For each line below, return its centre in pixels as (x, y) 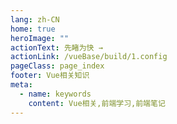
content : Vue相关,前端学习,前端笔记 (97, 103)
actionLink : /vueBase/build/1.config (89, 57)
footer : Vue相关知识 (50, 76)
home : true (33, 29)
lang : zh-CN (35, 19)
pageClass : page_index (57, 66)
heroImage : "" (40, 38)
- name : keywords (55, 94)
